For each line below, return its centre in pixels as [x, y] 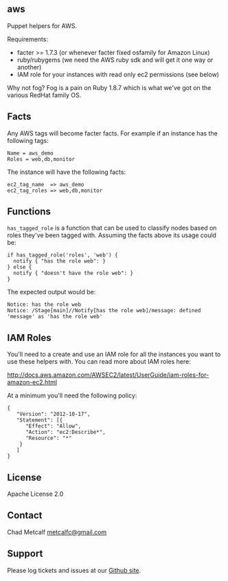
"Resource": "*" [48, 438]
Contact [25, 515]
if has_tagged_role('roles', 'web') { [62, 255]
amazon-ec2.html [32, 382]
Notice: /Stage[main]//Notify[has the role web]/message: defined [104, 311]
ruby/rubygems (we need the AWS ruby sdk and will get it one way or [115, 60]
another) [29, 67]
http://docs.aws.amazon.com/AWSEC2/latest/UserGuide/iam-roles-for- [108, 375]
